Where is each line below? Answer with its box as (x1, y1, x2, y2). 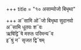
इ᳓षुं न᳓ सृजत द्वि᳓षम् (6, 37, 45, 44)
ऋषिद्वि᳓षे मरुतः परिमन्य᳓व (6, 30, 54, 37)
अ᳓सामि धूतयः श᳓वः (6, 24, 43, 30)
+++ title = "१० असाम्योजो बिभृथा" (6, 6, 76, 12)
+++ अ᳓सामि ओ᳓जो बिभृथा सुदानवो (6, 17, 73, 24)
